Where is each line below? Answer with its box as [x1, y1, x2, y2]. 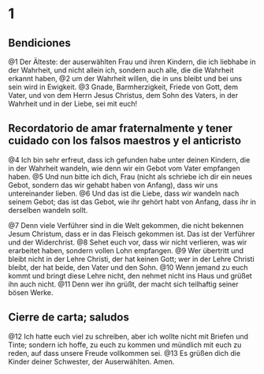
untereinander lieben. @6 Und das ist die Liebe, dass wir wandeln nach [8, 189, 240, 198]
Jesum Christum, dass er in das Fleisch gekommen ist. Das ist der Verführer [8, 229, 255, 238]
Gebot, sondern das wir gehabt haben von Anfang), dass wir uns [8, 180, 218, 189]
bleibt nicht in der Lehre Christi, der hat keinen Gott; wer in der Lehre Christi [8, 254, 255, 264]
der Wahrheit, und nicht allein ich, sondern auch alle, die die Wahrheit [8, 65, 234, 75]
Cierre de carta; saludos [8, 311, 130, 324]
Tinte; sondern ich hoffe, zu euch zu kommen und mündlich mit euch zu [8, 340, 242, 350]
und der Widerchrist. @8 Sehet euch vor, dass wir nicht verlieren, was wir [8, 237, 247, 247]
